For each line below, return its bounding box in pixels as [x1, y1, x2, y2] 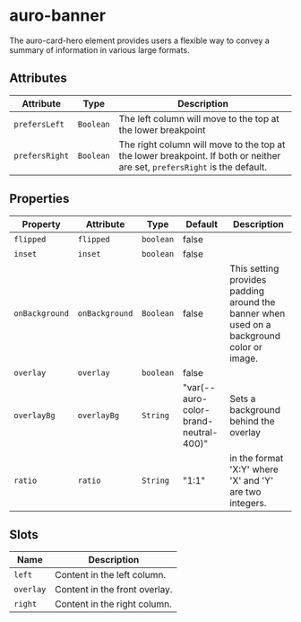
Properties [9, 191, 70, 206]
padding [229, 285, 265, 297]
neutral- [182, 425, 219, 438]
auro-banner [9, 5, 106, 26]
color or [229, 340, 262, 353]
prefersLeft [13, 118, 65, 129]
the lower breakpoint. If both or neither [118, 149, 281, 162]
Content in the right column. [55, 598, 173, 610]
